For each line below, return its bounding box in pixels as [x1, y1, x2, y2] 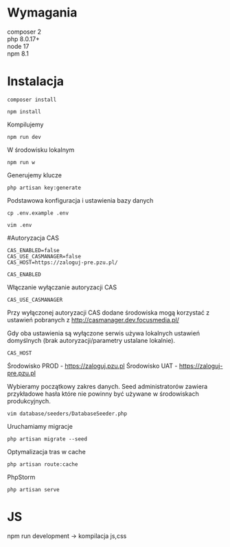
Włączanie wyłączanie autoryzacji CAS [7, 283, 117, 291]
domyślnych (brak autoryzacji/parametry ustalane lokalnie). [7, 336, 176, 344]
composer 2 [7, 27, 41, 36]
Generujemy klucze [7, 170, 62, 179]
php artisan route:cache [7, 460, 78, 468]
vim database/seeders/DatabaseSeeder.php [7, 410, 128, 417]
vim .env [7, 221, 32, 228]
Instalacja [7, 74, 64, 89]
